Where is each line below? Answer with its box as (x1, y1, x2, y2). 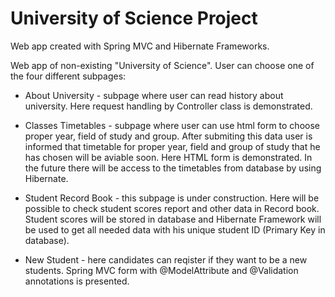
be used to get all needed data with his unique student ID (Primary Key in (24, 223, 326, 236)
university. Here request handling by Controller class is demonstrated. (24, 100, 313, 112)
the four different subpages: (10, 70, 127, 82)
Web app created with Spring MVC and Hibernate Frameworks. (10, 40, 270, 52)
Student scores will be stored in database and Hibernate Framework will (24, 213, 322, 225)
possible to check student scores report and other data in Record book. (24, 202, 320, 214)
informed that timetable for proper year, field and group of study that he (24, 140, 321, 152)
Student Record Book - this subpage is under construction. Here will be (24, 192, 320, 204)
